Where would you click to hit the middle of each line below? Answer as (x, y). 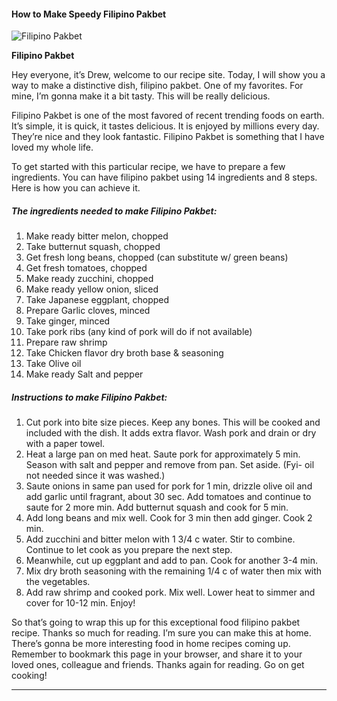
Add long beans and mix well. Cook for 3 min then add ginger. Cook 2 (169, 518)
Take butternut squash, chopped (93, 247)
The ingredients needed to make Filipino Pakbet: (114, 211)
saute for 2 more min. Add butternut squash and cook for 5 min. (157, 507)
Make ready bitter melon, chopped (97, 236)
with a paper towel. (65, 444)
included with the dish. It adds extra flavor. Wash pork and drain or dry (171, 433)
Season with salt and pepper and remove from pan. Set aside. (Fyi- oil (170, 465)
